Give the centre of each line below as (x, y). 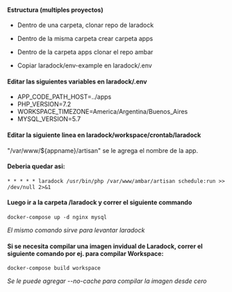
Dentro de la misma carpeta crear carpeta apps (85, 39)
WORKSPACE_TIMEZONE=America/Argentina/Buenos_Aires (102, 112)
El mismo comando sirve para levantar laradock (76, 230)
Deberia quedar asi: (36, 166)
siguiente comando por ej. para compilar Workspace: (85, 253)
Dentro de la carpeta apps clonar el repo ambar (85, 52)
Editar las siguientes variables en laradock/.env (77, 81)
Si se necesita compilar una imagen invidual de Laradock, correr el (105, 246)
